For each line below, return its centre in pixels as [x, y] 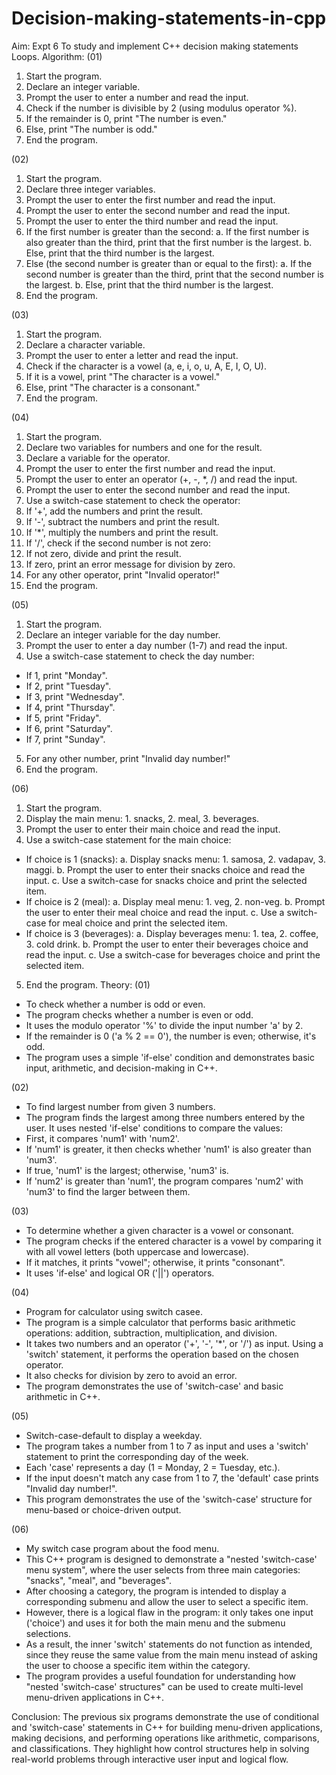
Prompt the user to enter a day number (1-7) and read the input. [156, 645]
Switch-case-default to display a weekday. [114, 1435]
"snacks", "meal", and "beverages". [98, 1580]
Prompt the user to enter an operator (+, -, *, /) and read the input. [161, 479]
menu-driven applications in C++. [95, 1697]
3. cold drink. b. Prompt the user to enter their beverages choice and [167, 944]
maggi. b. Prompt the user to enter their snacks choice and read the [165, 869]
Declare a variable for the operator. [98, 458]
